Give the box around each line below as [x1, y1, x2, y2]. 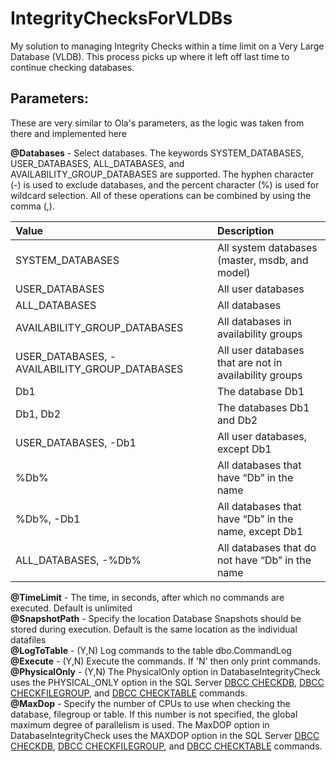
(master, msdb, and [216, 253, 309, 267]
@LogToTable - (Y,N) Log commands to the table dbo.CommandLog [10, 644, 292, 656]
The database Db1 [216, 384, 305, 398]
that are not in [216, 355, 283, 369]
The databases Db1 [216, 400, 310, 414]
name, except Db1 [216, 524, 304, 538]
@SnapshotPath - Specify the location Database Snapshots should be [10, 612, 302, 624]
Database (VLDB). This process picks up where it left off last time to [10, 50, 290, 62]
